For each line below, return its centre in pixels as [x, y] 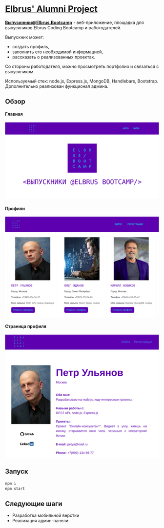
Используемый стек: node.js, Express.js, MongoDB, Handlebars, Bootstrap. [82, 81]
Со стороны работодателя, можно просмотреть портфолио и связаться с [82, 66]
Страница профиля [26, 326]
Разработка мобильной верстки [46, 515]
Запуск [17, 472]
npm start [15, 488]
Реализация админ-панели [40, 521]
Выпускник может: [25, 37]
